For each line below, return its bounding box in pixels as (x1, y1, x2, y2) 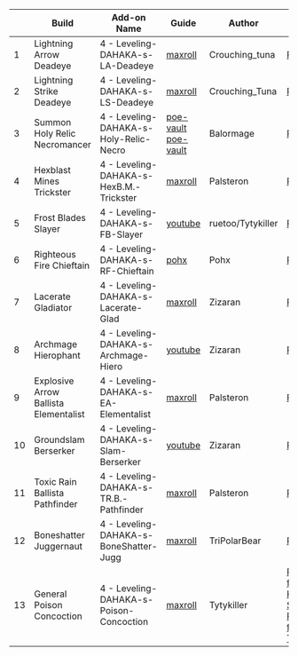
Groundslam (34, 434, 86, 446)
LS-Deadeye (99, 97, 154, 108)
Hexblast (34, 164, 71, 176)
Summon (34, 116, 72, 128)
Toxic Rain (34, 476, 77, 487)
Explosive (34, 375, 74, 387)
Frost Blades (34, 212, 86, 224)
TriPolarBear (208, 534, 262, 547)
